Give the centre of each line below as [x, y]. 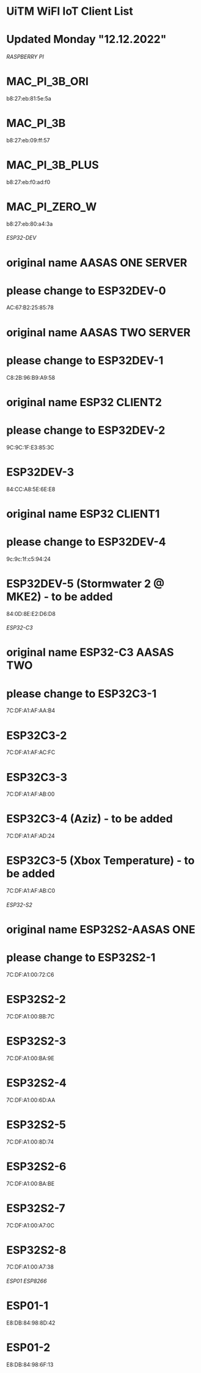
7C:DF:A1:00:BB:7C [31, 1016]
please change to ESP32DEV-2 [86, 430]
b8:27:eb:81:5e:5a [29, 98]
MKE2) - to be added [60, 597]
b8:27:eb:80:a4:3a [30, 224]
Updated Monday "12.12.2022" [86, 40]
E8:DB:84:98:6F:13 [30, 1364]
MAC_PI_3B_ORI [47, 82]
